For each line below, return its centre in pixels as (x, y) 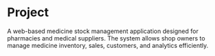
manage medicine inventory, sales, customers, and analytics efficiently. (108, 45)
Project (28, 12)
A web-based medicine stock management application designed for (103, 31)
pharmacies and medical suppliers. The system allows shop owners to (106, 38)
